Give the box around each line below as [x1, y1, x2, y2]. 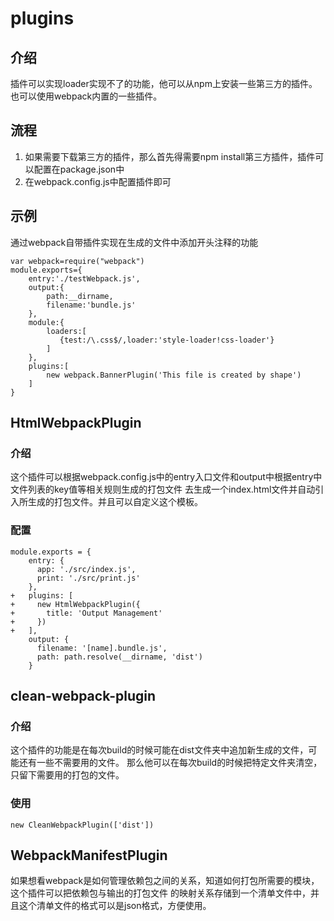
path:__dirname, [46, 291, 114, 301]
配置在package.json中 [33, 163, 125, 175]
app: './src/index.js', [36, 564, 137, 574]
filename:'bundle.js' [46, 300, 137, 310]
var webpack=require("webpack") [10, 256, 145, 266]
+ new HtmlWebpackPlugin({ [10, 599, 141, 609]
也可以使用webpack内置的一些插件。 [10, 90, 163, 102]
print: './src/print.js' [36, 573, 141, 583]
